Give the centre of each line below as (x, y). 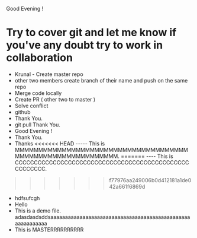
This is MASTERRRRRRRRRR (49, 229)
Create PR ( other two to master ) (55, 99)
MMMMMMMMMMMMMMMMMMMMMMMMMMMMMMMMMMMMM (101, 150)
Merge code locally (38, 93)
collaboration (39, 58)
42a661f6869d (127, 186)
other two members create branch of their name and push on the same (101, 80)
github (22, 112)
